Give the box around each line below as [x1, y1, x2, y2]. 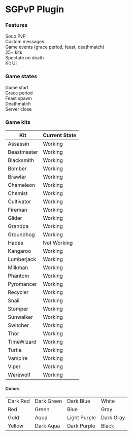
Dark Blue [66, 397, 90, 405]
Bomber [8, 165, 27, 172]
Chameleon [8, 182, 36, 189]
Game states [5, 73, 37, 80]
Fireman [8, 207, 27, 214]
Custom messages [5, 39, 45, 45]
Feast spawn [5, 95, 32, 101]
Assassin [8, 141, 29, 148]
